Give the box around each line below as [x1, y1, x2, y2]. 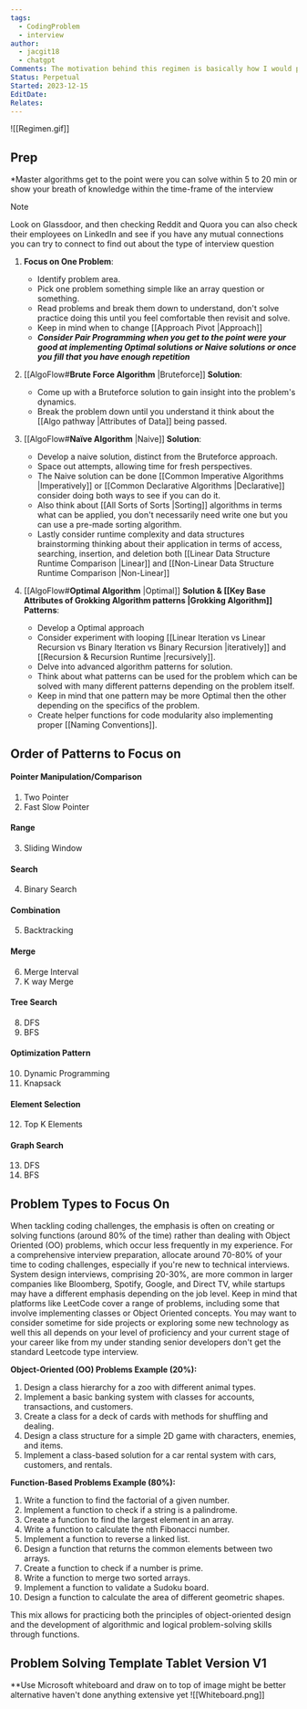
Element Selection [10, 1098, 81, 1109]
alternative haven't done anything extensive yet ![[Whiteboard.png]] [10, 1690, 265, 1701]
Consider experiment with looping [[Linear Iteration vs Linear [36, 632, 266, 644]
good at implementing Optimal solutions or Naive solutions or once [36, 341, 297, 352]
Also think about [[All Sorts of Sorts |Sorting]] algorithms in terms [36, 499, 282, 511]
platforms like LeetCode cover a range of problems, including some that [10, 1298, 281, 1309]
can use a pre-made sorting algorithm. [36, 519, 182, 530]
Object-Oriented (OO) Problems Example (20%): [10, 1364, 198, 1375]
